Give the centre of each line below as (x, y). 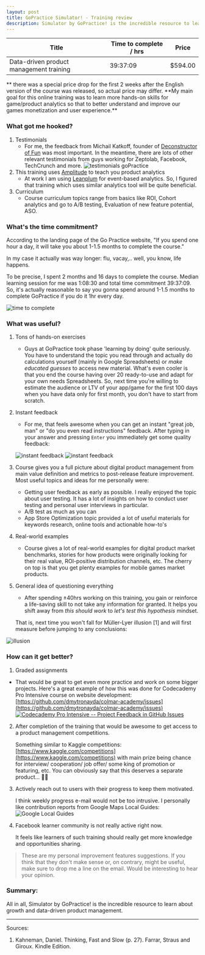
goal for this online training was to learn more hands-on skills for (88, 98)
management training (40, 70)
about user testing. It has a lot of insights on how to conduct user (106, 499)
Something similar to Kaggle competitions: (68, 744)
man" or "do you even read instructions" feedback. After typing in (107, 431)
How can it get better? (40, 657)
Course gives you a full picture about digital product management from (104, 467)
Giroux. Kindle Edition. (43, 946)
